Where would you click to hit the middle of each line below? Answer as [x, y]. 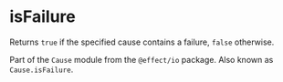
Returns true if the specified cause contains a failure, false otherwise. [142, 42]
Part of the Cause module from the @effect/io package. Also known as [141, 59]
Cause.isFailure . [42, 69]
